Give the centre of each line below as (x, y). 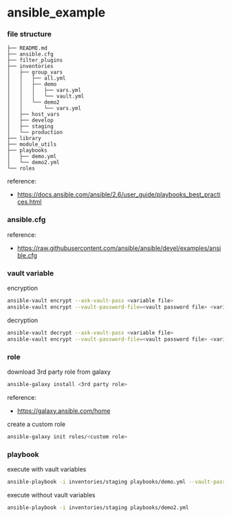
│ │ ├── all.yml (37, 78)
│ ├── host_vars (33, 115)
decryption (23, 320)
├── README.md (27, 48)
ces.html (29, 202)
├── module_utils (32, 145)
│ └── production (35, 133)
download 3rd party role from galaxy (59, 372)
